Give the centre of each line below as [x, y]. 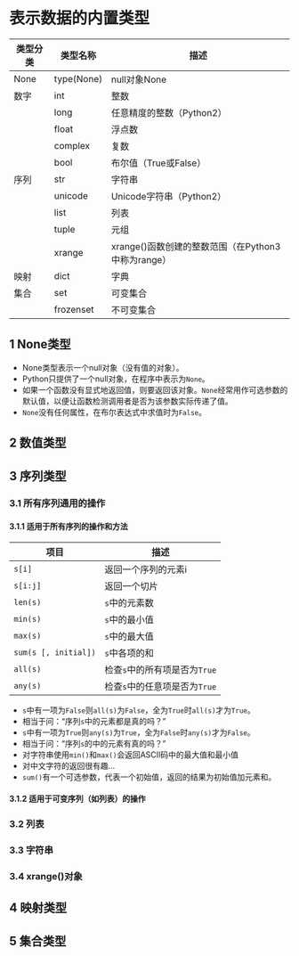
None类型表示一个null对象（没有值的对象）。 [103, 367]
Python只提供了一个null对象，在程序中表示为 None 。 [116, 379]
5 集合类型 [38, 941]
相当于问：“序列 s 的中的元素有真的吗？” [94, 743]
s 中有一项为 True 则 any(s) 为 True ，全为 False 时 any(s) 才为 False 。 [138, 732]
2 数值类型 [38, 443]
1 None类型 [40, 344]
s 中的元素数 [129, 602]
